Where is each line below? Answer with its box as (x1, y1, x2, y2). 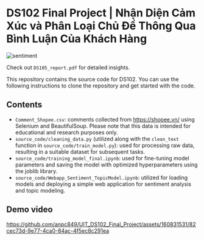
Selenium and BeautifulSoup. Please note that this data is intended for (15, 122, 191, 129)
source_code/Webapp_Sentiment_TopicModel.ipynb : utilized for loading (15, 174, 188, 181)
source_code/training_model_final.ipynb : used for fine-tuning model (15, 154, 190, 162)
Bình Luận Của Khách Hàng (6, 32, 147, 46)
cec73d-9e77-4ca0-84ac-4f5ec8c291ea (6, 227, 110, 234)
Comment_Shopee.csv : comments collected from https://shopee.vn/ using (15, 115, 195, 123)
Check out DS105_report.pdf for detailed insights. (6, 64, 130, 71)
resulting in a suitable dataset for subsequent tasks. (15, 148, 146, 155)
